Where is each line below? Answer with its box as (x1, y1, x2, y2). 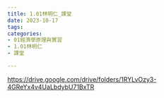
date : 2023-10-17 (7, 17, 59, 24)
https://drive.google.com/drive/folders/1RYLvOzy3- (7, 75, 157, 83)
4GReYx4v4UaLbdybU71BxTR (7, 82, 95, 91)
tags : (7, 23, 23, 30)
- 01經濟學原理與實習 (7, 37, 62, 44)
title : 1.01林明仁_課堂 (7, 10, 72, 18)
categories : (7, 30, 42, 37)
